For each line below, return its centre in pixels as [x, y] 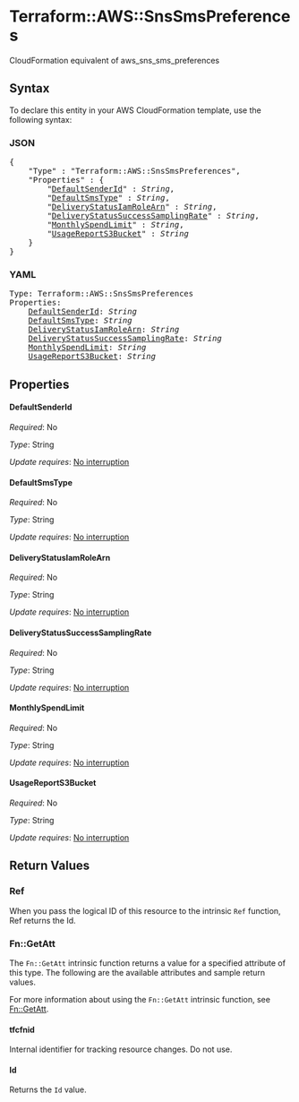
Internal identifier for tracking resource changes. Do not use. [121, 1049]
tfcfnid [22, 1029]
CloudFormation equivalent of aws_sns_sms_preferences [115, 60]
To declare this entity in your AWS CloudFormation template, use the [135, 110]
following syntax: [41, 119]
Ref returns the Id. [43, 920]
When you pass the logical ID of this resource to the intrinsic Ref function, [145, 910]
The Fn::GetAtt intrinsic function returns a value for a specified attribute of [148, 963]
